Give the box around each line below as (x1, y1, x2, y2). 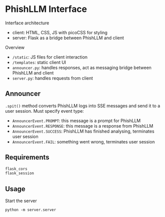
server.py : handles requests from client (12, 75, 93, 81)
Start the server (5, 198, 37, 204)
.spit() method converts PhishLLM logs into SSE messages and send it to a (5, 103, 161, 109)
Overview (5, 44, 25, 50)
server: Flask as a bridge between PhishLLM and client (12, 35, 124, 41)
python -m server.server (5, 208, 56, 213)
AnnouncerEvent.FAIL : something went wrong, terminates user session (12, 139, 155, 145)
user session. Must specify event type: (5, 108, 84, 114)
